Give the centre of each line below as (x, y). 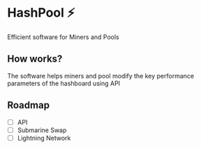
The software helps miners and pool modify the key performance (100, 76)
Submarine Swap (42, 130)
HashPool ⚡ (41, 13)
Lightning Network (44, 138)
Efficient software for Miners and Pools (64, 37)
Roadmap (29, 105)
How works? (35, 59)
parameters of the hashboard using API (64, 83)
